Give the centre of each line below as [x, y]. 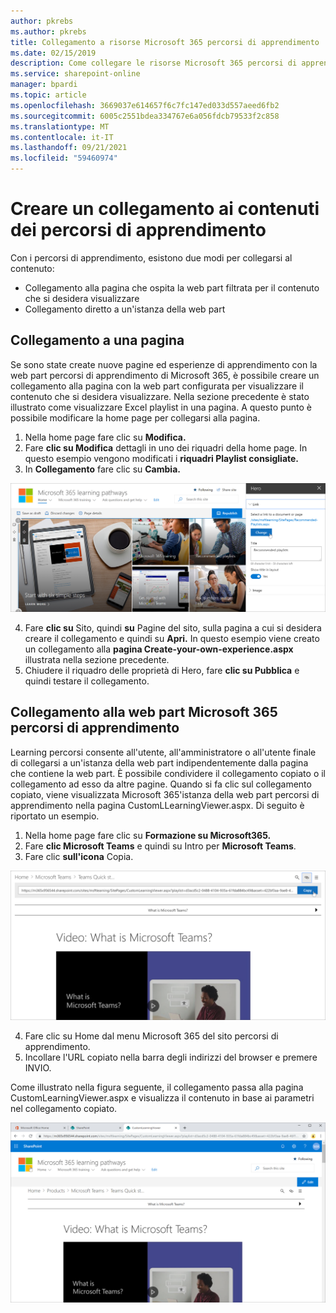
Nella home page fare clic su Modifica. [105, 437]
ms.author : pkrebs [48, 31]
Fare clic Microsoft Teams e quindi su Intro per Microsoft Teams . [160, 846]
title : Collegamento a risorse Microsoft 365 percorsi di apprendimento [165, 42]
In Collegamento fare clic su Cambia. [102, 469]
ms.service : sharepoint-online [75, 74]
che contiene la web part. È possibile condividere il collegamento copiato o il [168, 773]
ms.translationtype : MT [60, 126]
